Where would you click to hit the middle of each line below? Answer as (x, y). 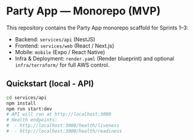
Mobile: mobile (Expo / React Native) (60, 52)
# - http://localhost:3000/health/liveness (63, 126)
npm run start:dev (29, 109)
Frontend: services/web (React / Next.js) (65, 46)
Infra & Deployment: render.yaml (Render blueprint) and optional (94, 58)
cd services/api (26, 97)
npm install (21, 103)
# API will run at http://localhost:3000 (59, 114)
